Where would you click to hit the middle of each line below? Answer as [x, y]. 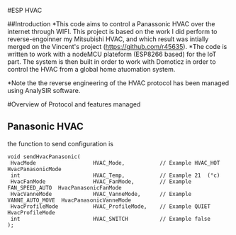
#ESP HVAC [25, 10]
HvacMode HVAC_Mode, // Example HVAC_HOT [115, 163]
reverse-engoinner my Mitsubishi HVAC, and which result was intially [108, 39]
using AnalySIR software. [44, 91]
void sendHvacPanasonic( [44, 157]
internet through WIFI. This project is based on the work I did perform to [112, 32]
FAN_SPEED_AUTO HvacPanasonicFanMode [64, 187]
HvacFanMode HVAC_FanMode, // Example [101, 181]
